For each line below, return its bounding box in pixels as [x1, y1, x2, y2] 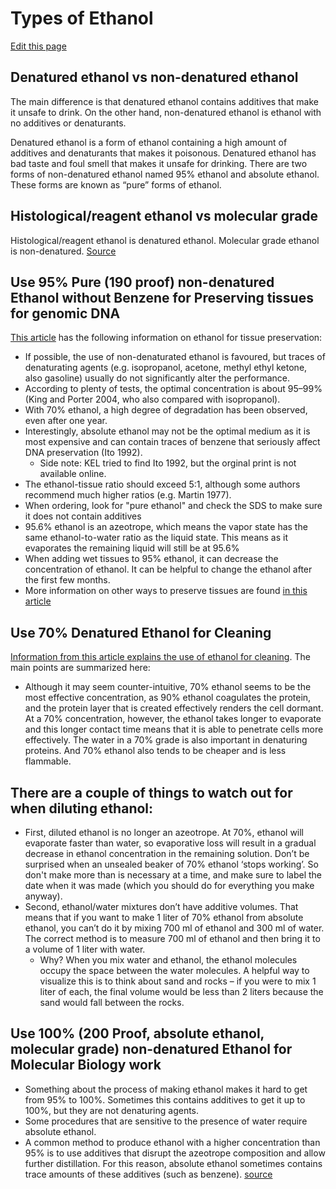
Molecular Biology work [10, 1057, 162, 1074]
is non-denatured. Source [10, 245, 117, 257]
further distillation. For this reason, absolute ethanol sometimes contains [24, 1157, 323, 1169]
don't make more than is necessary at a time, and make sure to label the [24, 869, 323, 881]
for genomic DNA [10, 305, 121, 322]
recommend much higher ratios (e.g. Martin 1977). [24, 489, 232, 501]
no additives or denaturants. [10, 117, 127, 129]
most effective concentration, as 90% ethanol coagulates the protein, [24, 692, 312, 704]
